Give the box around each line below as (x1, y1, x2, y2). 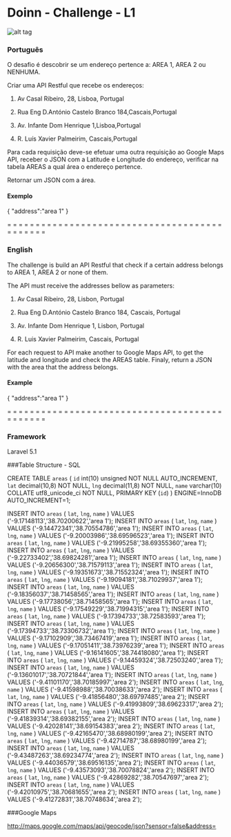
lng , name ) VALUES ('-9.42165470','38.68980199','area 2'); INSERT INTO (7, 729, 213, 738)
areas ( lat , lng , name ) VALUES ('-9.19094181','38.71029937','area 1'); (7, 576, 203, 584)
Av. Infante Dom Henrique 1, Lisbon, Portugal (17, 321, 145, 330)
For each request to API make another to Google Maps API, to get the (7, 348, 204, 356)
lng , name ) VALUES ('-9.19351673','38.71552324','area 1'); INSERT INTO (7, 568, 209, 576)
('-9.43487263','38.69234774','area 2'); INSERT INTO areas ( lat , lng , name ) (7, 752, 224, 760)
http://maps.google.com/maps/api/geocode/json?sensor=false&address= (7, 822, 217, 830)
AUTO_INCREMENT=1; (7, 496, 71, 505)
